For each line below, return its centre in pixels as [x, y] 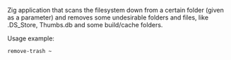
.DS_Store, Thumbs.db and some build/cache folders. [85, 25]
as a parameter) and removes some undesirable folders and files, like [108, 17]
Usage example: [31, 38]
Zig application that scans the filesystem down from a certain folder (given [116, 10]
